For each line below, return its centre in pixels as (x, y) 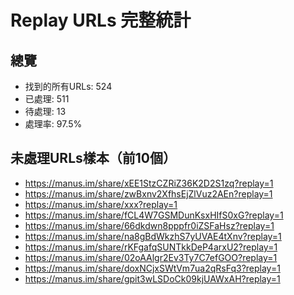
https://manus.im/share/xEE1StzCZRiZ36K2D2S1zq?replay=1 (149, 183)
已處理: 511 (47, 99)
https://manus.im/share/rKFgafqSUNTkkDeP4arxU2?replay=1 (151, 247)
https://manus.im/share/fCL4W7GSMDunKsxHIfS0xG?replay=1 (154, 215)
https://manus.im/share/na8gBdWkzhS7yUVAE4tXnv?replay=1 (153, 236)
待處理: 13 (45, 111)
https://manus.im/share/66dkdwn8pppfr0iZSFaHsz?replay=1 (149, 225)
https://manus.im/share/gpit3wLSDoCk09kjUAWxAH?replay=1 (152, 278)
